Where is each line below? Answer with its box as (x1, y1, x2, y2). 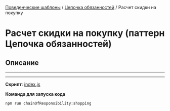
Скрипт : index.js (5, 81, 40, 87)
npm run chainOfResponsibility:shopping (5, 101, 92, 106)
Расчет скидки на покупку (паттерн (5, 27, 165, 39)
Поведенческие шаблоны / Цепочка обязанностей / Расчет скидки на (5, 5, 157, 10)
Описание (5, 58, 39, 67)
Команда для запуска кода (5, 91, 66, 97)
